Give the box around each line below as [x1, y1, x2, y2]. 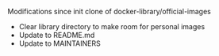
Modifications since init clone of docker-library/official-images [7, 7, 212, 16]
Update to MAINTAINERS [18, 39, 101, 48]
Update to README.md [18, 31, 95, 39]
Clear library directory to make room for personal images [18, 22, 206, 31]
